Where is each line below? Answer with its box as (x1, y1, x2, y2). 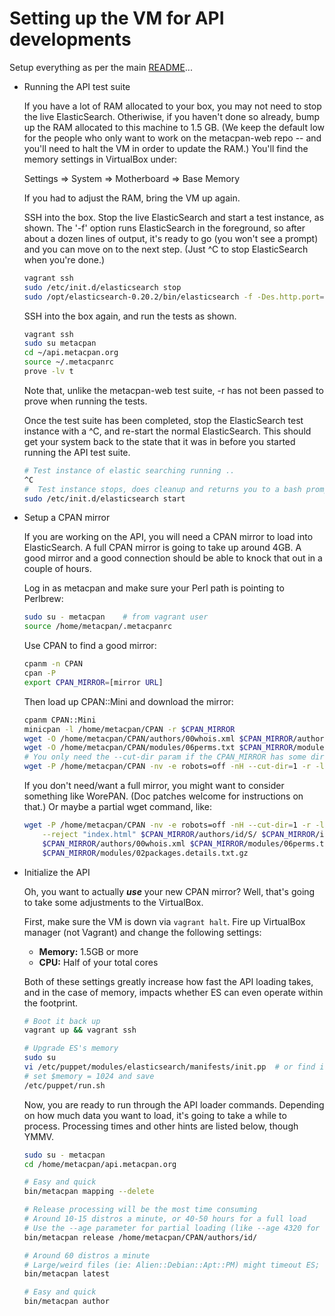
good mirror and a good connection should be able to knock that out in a (23, 552, 323, 564)
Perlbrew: (23, 593, 64, 605)
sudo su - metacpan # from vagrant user (23, 612, 209, 622)
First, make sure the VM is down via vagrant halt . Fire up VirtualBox (23, 915, 306, 927)
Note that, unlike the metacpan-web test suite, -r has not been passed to (23, 384, 324, 396)
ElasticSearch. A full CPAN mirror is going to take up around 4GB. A (23, 542, 302, 554)
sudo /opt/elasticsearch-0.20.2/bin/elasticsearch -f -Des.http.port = (23, 292, 325, 302)
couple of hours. (23, 563, 92, 575)
